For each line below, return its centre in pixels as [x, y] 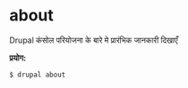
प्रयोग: [18, 58]
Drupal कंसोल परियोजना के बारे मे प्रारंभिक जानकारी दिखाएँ [94, 40]
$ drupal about [38, 75]
